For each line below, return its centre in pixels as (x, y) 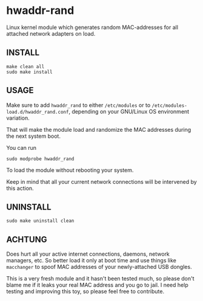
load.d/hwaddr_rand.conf (38, 112)
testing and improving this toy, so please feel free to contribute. (85, 291)
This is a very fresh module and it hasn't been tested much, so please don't (101, 279)
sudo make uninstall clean (40, 221)
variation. (18, 118)
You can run (22, 147)
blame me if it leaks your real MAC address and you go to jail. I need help (98, 285)
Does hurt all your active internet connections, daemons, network (88, 254)
